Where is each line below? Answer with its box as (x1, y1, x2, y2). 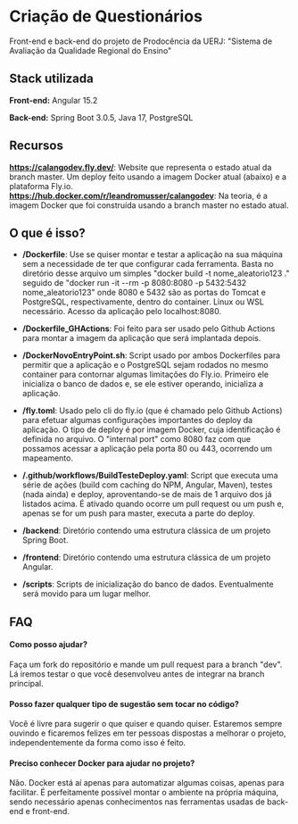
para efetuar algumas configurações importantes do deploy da (21, 415, 252, 426)
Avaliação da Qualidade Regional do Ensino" (9, 45, 172, 55)
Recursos (9, 138, 64, 154)
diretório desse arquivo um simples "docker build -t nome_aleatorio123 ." (21, 268, 290, 279)
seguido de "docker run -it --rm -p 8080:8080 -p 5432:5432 (21, 278, 247, 288)
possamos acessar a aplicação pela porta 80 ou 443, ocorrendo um (21, 444, 273, 454)
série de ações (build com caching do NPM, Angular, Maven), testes (21, 479, 273, 490)
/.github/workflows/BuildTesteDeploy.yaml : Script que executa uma (21, 470, 278, 481)
